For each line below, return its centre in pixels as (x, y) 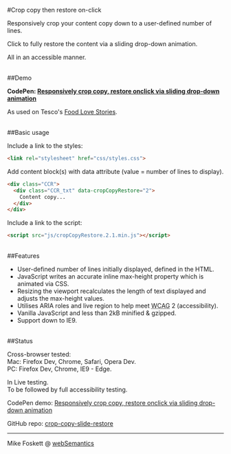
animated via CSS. (43, 284)
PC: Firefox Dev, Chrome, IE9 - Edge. (59, 369)
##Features (23, 256)
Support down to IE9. (47, 321)
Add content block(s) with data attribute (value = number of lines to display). (115, 171)
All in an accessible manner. (47, 57)
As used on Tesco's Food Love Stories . (63, 112)
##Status (20, 341)
